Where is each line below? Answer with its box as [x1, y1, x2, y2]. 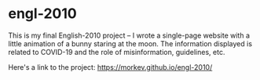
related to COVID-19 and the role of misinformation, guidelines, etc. [8, 47, 225, 56]
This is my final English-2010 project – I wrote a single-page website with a [8, 31, 250, 40]
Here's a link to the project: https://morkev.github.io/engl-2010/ [8, 62, 213, 71]
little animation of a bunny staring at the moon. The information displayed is [8, 38, 253, 48]
